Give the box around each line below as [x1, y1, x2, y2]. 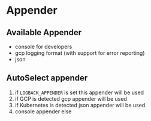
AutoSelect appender [6, 73, 88, 83]
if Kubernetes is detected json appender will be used [14, 101, 146, 108]
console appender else [14, 108, 72, 115]
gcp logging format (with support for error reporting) [14, 49, 145, 57]
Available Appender [6, 27, 82, 38]
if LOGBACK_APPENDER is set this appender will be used [14, 89, 144, 96]
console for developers [14, 43, 73, 50]
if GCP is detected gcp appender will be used [14, 95, 128, 102]
